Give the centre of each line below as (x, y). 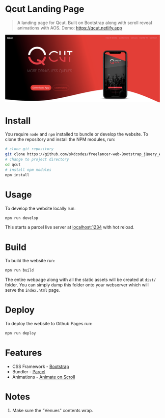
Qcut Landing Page (45, 9)
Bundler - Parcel (29, 372)
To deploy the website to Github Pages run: (49, 324)
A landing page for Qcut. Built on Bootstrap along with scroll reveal (84, 23)
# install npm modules (28, 170)
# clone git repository (29, 149)
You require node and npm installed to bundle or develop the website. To (77, 134)
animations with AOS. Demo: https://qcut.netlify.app (70, 28)
